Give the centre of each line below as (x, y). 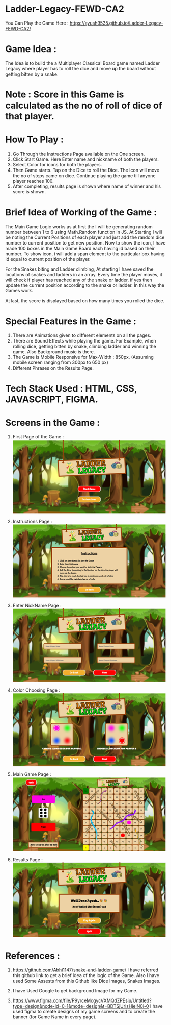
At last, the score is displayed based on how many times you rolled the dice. (85, 300)
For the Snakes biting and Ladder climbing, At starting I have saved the (79, 269)
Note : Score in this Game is (65, 95)
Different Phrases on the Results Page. (53, 368)
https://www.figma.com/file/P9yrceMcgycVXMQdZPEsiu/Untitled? (82, 1000)
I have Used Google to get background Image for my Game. (75, 991)
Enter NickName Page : (37, 605)
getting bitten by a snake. (32, 74)
